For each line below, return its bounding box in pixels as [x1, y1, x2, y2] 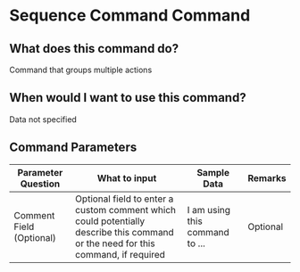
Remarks [247, 171, 287, 184]
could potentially [75, 215, 146, 227]
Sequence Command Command [9, 5, 251, 26]
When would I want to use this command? [9, 90, 247, 105]
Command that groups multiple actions [9, 64, 153, 75]
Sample [196, 166, 230, 178]
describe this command [75, 226, 174, 238]
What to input [96, 171, 157, 184]
